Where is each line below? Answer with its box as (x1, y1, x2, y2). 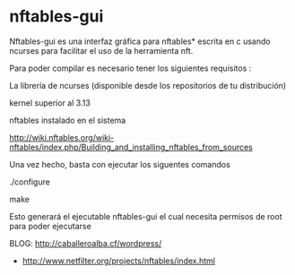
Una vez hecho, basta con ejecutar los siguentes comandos (9, 159, 230, 169)
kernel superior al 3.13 (9, 97, 91, 108)
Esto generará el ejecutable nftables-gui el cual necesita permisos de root (9, 211, 282, 221)
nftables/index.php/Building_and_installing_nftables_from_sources (9, 142, 253, 152)
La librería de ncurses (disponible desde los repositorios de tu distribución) (9, 80, 287, 90)
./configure (9, 176, 51, 187)
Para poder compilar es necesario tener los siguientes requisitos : (9, 63, 252, 73)
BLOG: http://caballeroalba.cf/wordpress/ (9, 237, 162, 248)
